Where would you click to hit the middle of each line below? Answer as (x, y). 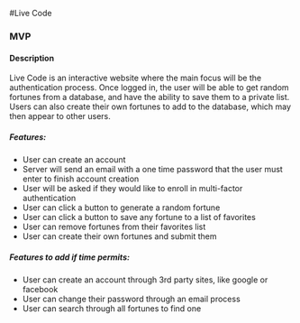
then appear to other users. (60, 116)
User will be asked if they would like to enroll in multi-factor (132, 189)
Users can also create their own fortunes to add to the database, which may (150, 106)
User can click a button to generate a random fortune (121, 208)
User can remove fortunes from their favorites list (114, 227)
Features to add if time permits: (70, 257)
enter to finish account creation (81, 179)
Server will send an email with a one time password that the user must (153, 170)
